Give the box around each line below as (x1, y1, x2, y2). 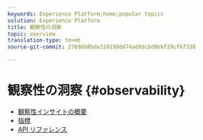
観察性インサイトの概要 (17, 107, 87, 116)
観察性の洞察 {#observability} (7, 82, 185, 99)
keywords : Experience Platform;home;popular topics (7, 10, 164, 18)
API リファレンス (17, 125, 68, 134)
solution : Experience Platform (7, 17, 100, 24)
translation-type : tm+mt (7, 37, 81, 44)
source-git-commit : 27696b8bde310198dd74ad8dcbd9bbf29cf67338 (7, 43, 196, 50)
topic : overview (7, 30, 56, 38)
